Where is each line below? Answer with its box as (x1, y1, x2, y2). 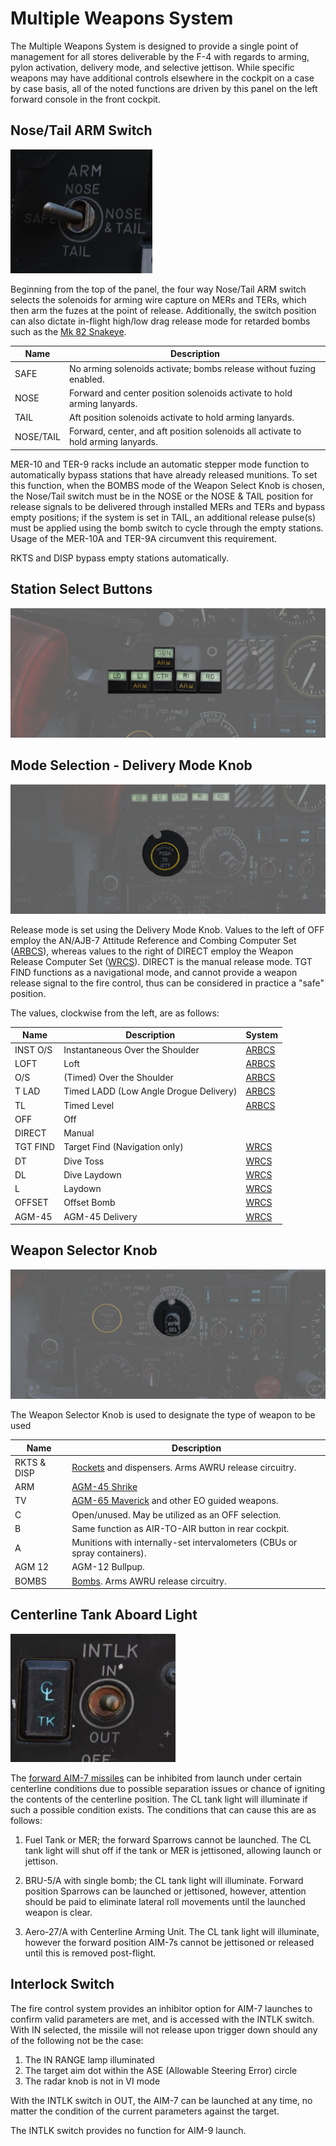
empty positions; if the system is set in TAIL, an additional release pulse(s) (10, 511, 316, 523)
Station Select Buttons (10, 581, 153, 598)
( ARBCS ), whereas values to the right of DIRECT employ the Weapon (10, 945, 294, 957)
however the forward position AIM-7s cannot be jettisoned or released (24, 1936, 315, 1948)
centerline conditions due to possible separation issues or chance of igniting (10, 1782, 326, 1794)
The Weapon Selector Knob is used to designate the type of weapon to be (10, 1409, 316, 1421)
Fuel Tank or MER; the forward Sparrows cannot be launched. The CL (24, 1833, 312, 1846)
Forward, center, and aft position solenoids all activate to (68, 425, 302, 437)
